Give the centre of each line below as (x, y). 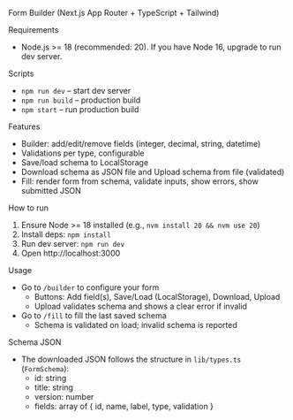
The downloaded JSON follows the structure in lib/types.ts (131, 359)
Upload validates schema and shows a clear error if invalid (141, 306)
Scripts (21, 73)
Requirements (34, 30)
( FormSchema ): (45, 369)
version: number (64, 397)
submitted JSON (51, 191)
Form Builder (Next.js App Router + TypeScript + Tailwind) (114, 13)
